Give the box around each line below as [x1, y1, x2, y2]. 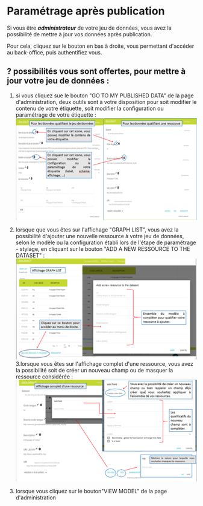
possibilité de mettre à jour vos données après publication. [7, 30, 152, 37]
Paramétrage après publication [7, 4, 165, 18]
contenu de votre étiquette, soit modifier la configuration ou [15, 105, 164, 112]
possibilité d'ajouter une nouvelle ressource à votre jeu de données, [15, 232, 184, 239]
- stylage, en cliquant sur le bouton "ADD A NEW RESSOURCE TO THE [15, 245, 190, 252]
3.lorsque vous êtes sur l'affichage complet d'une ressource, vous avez [15, 360, 193, 368]
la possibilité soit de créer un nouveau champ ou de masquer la [15, 367, 173, 374]
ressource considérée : [15, 373, 73, 380]
